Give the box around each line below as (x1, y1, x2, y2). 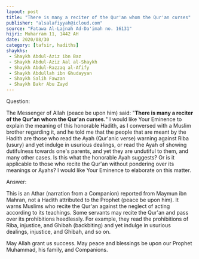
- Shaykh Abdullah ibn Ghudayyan (8, 70, 93, 76)
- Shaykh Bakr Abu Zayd (8, 82, 68, 88)
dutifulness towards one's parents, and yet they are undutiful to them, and (6, 147, 189, 155)
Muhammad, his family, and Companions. (6, 246, 109, 253)
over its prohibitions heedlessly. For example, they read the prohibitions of (6, 215, 189, 222)
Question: (6, 98, 30, 105)
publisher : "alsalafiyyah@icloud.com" (6, 20, 103, 26)
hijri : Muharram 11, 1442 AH (6, 31, 79, 37)
